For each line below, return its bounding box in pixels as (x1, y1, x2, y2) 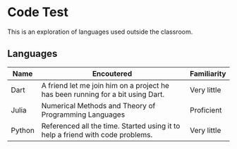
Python (11, 125, 35, 135)
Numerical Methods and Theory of (41, 101, 156, 110)
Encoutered (92, 68, 133, 78)
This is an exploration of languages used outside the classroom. (7, 27, 193, 36)
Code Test (7, 4, 68, 20)
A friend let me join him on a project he (41, 80, 169, 90)
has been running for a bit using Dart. (41, 89, 164, 99)
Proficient (189, 105, 222, 115)
